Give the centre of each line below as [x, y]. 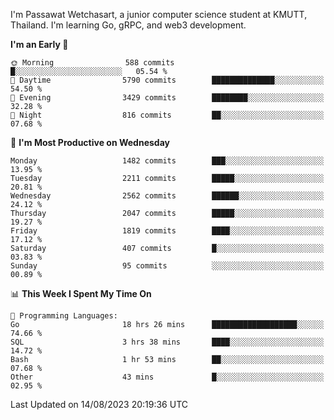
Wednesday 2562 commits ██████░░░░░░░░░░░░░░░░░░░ [167, 196]
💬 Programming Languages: [64, 316]
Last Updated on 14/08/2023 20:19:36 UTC [99, 404]
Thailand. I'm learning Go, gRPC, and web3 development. [128, 25]
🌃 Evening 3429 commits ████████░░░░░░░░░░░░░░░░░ [167, 98]
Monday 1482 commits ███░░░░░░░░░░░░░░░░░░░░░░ [167, 161]
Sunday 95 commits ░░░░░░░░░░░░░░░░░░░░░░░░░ [167, 266]
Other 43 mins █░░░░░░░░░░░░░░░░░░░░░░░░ [167, 377]
